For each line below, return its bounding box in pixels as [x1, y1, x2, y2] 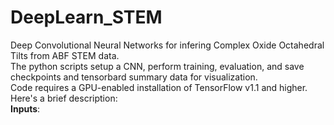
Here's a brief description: [10, 92, 118, 104]
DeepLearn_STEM [10, 6, 163, 29]
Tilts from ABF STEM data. [10, 49, 120, 61]
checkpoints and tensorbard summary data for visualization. [10, 71, 258, 83]
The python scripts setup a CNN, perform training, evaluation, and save [10, 60, 305, 72]
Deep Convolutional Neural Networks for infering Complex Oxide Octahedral [10, 39, 325, 51]
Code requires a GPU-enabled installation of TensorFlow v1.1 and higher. [10, 81, 308, 93]
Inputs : [10, 102, 41, 115]
